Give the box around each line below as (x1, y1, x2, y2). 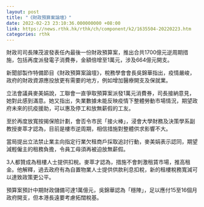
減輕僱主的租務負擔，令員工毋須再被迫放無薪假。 (6, 146, 129, 153)
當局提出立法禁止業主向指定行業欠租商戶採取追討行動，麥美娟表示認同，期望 (6, 138, 198, 145)
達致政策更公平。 (11, 174, 55, 181)
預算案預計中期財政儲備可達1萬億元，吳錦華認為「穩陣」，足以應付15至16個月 (6, 186, 198, 194)
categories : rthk (6, 31, 50, 38)
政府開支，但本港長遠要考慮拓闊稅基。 (6, 194, 102, 202)
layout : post (6, 8, 39, 15)
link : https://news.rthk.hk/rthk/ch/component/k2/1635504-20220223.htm (6, 25, 191, 32)
